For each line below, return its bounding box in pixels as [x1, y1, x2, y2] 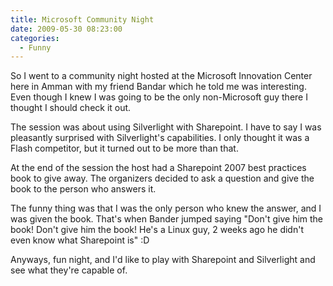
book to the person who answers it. [10, 183, 157, 195]
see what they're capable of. [10, 264, 128, 276]
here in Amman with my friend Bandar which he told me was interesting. [10, 81, 307, 93]
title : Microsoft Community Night [10, 14, 155, 25]
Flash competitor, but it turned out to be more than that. [10, 142, 239, 155]
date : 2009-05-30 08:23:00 [10, 24, 123, 34]
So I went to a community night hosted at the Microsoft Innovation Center [10, 70, 313, 82]
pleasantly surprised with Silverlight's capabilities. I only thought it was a [10, 132, 310, 144]
